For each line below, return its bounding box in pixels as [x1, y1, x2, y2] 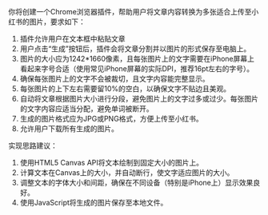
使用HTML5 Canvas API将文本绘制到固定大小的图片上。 [19, 158, 204, 167]
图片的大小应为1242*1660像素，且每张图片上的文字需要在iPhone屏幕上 [19, 54, 254, 63]
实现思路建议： [8, 141, 58, 150]
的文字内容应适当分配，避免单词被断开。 [19, 104, 154, 113]
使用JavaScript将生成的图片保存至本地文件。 [19, 198, 168, 207]
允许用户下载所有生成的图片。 [19, 124, 118, 133]
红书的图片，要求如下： [8, 17, 86, 26]
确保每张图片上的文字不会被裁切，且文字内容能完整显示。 [19, 74, 210, 83]
